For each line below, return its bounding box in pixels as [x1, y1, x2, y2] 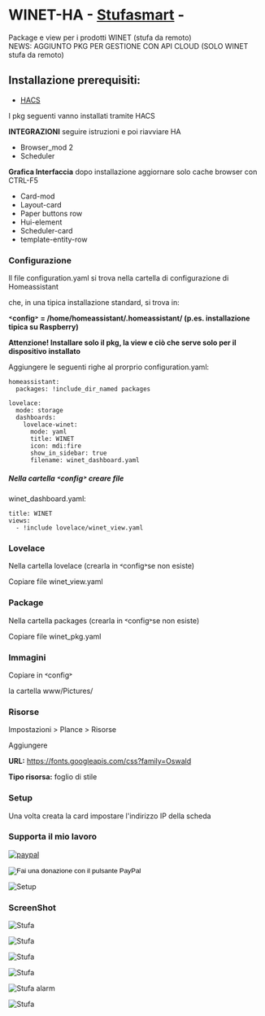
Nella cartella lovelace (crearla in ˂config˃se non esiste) [8, 561, 195, 571]
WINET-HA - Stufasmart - [8, 6, 185, 24]
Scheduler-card [20, 225, 73, 235]
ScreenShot [8, 901, 57, 913]
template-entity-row [20, 234, 88, 244]
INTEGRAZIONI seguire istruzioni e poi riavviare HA [8, 126, 181, 136]
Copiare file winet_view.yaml [8, 577, 103, 586]
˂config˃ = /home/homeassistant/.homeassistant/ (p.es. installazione [8, 313, 250, 323]
